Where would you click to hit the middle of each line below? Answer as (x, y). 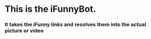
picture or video (24, 31)
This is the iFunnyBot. (50, 9)
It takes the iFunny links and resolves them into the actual (75, 25)
